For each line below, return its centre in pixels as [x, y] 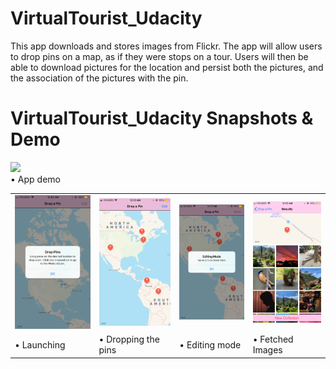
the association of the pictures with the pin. [99, 78]
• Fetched [273, 339]
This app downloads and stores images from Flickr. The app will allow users [166, 46]
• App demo [35, 179]
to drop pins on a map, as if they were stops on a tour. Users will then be [159, 56]
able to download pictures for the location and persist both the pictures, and [167, 67]
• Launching [40, 344]
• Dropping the [129, 339]
